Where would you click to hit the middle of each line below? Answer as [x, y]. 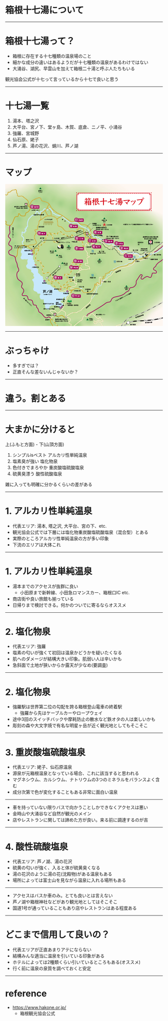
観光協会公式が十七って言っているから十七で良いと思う [62, 79]
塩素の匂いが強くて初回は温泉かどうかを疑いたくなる [67, 653]
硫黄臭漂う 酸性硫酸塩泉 [37, 474]
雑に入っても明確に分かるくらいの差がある [49, 484]
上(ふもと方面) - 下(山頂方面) [35, 444]
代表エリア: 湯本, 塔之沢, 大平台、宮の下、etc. [59, 526]
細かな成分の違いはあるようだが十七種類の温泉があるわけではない [80, 62]
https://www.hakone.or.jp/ [39, 1007]
